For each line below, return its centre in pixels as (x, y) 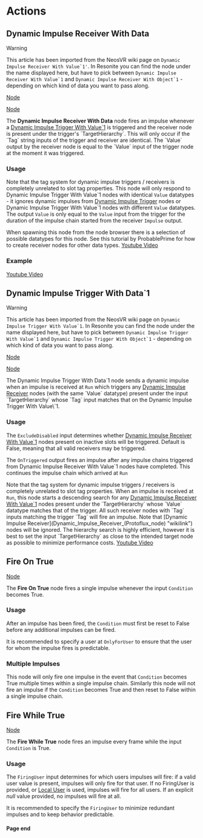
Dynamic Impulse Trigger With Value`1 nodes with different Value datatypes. (101, 208)
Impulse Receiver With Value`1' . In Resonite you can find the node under (98, 66)
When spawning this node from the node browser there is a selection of (96, 232)
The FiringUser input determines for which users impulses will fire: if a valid (101, 777)
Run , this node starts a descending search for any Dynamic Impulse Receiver (101, 497)
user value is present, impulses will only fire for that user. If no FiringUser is (100, 783)
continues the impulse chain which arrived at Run (67, 473)
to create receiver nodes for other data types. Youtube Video (82, 245)
